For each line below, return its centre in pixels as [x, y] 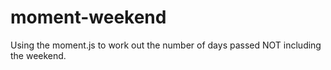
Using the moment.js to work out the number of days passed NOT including [166, 45]
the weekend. [38, 55]
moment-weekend [88, 17]
